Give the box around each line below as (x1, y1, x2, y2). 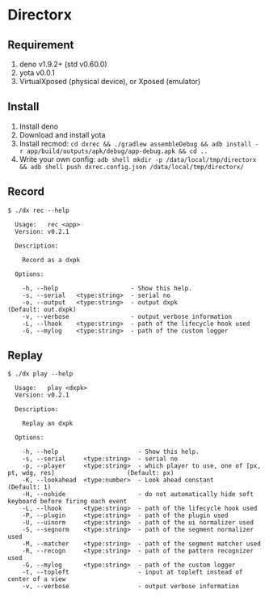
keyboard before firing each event (7, 498, 128, 506)
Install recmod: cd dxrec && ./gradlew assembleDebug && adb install (19, 138, 252, 148)
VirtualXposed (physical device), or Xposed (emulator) (19, 77, 201, 86)
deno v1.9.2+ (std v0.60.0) (19, 59, 107, 69)
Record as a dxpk (22, 256, 81, 264)
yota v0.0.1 (19, 68, 56, 78)
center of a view (7, 575, 66, 583)
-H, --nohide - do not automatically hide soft (22, 490, 254, 498)
